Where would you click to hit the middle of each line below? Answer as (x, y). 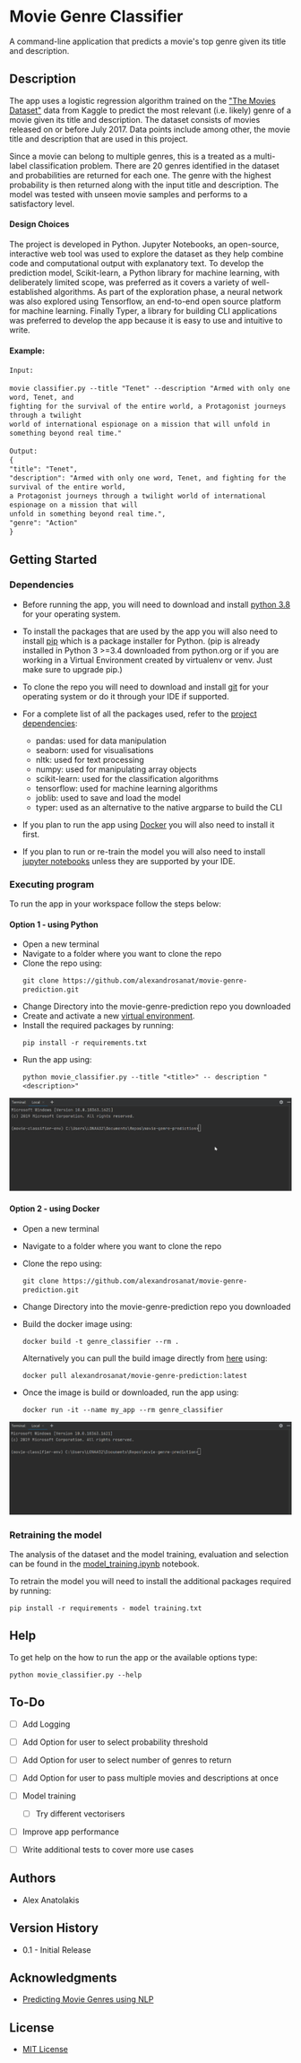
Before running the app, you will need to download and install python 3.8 (156, 604)
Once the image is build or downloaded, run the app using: (130, 1392)
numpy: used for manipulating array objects (116, 769)
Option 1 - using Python (54, 924)
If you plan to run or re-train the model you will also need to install (144, 851)
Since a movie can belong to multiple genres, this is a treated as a (131, 156)
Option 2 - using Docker (55, 1209)
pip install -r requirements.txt (85, 1043)
